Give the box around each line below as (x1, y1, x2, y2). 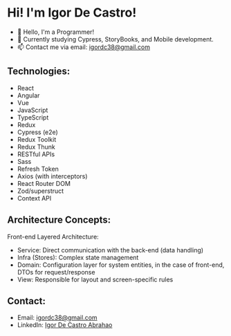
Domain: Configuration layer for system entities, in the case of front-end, (17, 261, 225, 269)
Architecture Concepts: (7, 214, 111, 226)
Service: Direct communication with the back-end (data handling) (17, 245, 204, 254)
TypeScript (17, 113, 49, 122)
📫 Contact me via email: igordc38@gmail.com (17, 43, 151, 51)
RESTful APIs (17, 150, 55, 158)
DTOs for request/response (17, 268, 95, 276)
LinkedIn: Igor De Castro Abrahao (17, 321, 113, 329)
